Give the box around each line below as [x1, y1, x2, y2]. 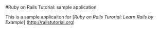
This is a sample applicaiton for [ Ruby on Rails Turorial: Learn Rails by [5, 14, 153, 19]
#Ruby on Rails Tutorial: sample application [5, 4, 97, 10]
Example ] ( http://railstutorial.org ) [5, 19, 75, 25]
